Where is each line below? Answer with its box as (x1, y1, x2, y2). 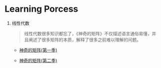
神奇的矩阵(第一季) (19, 47, 57, 53)
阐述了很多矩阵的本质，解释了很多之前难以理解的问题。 (28, 37, 141, 43)
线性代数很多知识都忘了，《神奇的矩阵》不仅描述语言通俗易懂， (24, 30, 152, 36)
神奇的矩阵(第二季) (19, 57, 57, 63)
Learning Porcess (4, 3, 79, 15)
